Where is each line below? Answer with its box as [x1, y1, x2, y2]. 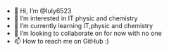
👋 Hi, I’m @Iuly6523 [13, 7, 72, 15]
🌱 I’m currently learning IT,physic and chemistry [13, 22, 154, 30]
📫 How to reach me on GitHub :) [13, 37, 109, 45]
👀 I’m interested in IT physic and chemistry [13, 14, 138, 22]
